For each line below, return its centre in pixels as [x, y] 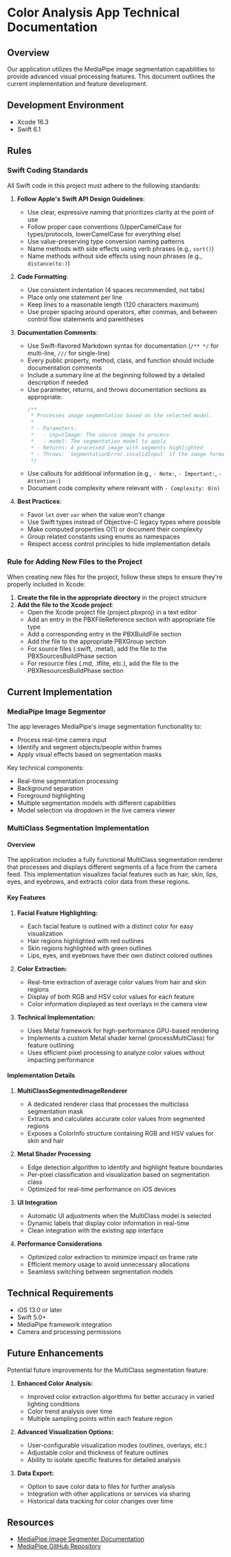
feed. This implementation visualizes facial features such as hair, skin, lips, [112, 874]
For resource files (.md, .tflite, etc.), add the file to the [103, 663]
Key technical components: [46, 768]
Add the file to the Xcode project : [65, 605]
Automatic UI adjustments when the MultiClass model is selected [119, 1215]
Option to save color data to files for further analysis [101, 1486]
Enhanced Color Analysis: [55, 1383]
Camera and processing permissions [69, 1332]
